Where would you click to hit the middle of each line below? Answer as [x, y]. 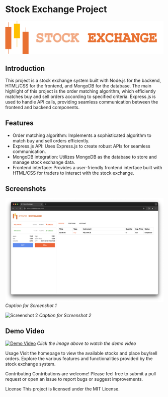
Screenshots [26, 189]
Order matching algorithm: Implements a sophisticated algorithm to [82, 135]
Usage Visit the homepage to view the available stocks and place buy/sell [81, 353]
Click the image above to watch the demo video [87, 343]
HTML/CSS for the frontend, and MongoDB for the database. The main [78, 86]
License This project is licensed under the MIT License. [62, 389]
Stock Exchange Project [56, 9]
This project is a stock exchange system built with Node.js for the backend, [83, 81]
